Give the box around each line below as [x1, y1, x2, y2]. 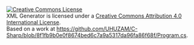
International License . [6, 19, 61, 26]
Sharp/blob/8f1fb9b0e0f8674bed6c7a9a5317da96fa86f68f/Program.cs [6, 32, 187, 39]
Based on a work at [6, 25, 55, 32]
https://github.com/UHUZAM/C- [56, 25, 138, 32]
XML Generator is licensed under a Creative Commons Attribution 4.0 [6, 12, 182, 19]
